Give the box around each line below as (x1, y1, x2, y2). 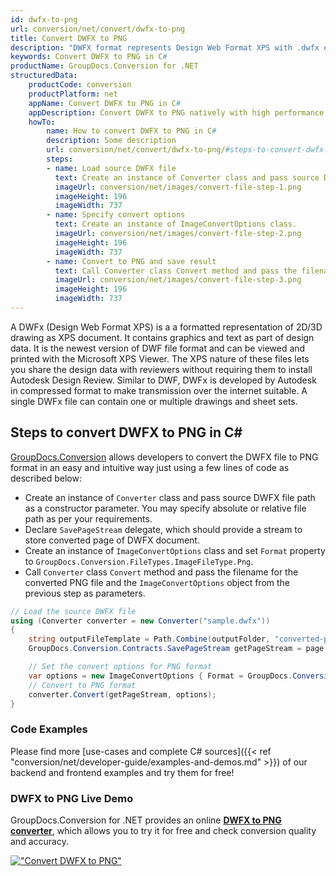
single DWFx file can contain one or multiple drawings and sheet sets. (10, 395, 298, 407)
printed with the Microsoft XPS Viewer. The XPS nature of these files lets (10, 352, 310, 365)
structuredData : (10, 71, 78, 81)
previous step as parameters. (24, 587, 146, 599)
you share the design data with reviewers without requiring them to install (10, 363, 313, 375)
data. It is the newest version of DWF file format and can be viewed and (10, 342, 306, 354)
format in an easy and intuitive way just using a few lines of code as (10, 461, 290, 473)
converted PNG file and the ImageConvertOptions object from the (24, 576, 290, 588)
